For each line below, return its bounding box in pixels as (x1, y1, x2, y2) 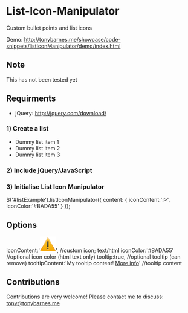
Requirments (6, 94, 56, 104)
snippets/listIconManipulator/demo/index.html (6, 42, 121, 50)
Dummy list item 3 (15, 151, 60, 158)
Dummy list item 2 (15, 144, 60, 152)
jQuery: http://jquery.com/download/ (15, 109, 107, 117)
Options (6, 220, 37, 230)
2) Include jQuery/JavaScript (6, 166, 92, 175)
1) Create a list (6, 124, 49, 133)
